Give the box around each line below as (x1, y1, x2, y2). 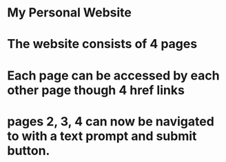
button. (7, 143, 50, 159)
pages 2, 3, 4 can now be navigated (7, 113, 215, 129)
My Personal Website (7, 5, 132, 21)
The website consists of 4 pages (7, 36, 198, 52)
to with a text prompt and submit (7, 128, 197, 143)
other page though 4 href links (7, 82, 185, 97)
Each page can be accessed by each (7, 67, 220, 83)
